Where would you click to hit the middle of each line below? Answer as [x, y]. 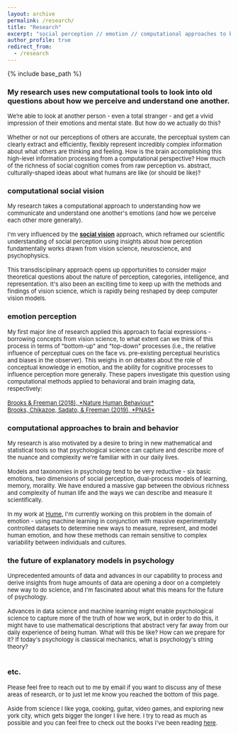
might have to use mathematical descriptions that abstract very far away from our [118, 625]
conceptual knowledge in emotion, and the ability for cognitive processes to [110, 367]
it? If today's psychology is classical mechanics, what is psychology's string [110, 640]
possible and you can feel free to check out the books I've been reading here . [113, 723]
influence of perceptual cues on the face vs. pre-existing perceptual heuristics [114, 353]
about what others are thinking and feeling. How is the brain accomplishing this [114, 152]
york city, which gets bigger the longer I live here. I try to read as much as [107, 716]
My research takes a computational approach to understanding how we [104, 206]
